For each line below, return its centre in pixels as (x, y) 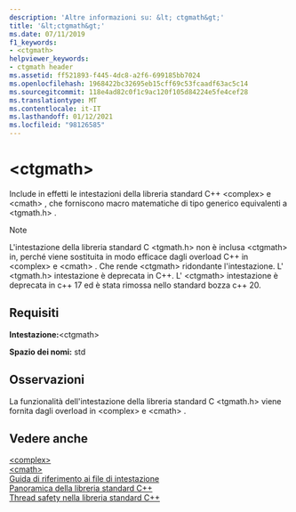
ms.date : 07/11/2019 (48, 34)
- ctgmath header (41, 68)
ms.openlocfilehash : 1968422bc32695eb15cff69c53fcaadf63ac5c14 (129, 84)
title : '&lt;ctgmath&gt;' (57, 26)
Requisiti (34, 313)
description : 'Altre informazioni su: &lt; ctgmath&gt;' (117, 17)
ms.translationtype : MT (53, 100)
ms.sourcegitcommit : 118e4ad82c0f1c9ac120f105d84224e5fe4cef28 (129, 92)
